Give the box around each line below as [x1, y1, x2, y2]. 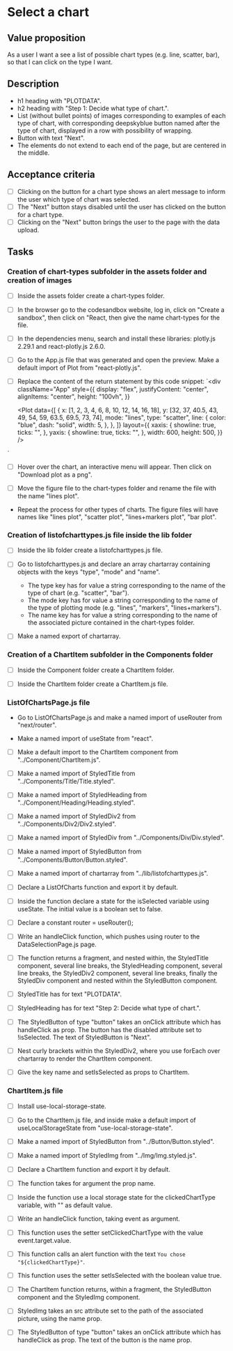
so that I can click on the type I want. [7, 58, 113, 66]
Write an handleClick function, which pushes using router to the [17, 932, 200, 941]
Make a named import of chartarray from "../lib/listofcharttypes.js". [17, 869, 209, 877]
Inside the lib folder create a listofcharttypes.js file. [17, 546, 163, 555]
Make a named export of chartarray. [17, 632, 121, 641]
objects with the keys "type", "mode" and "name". [17, 568, 161, 576]
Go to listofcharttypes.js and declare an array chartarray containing [17, 560, 211, 569]
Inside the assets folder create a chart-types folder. [17, 291, 165, 300]
